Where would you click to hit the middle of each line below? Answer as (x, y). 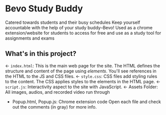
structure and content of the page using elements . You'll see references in (81, 71)
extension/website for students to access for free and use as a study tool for (83, 33)
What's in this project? (41, 54)
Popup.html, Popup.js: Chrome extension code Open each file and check (86, 102)
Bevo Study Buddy (44, 9)
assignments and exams (30, 38)
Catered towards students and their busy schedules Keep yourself (73, 22)
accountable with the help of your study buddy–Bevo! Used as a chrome (79, 27)
